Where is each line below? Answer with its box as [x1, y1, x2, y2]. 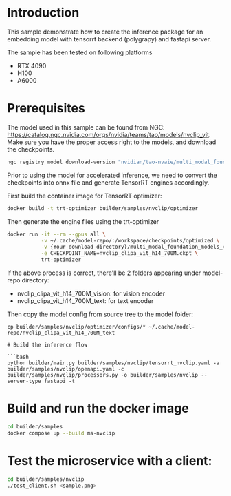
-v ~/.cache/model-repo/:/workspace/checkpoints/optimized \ [41, 237, 220, 244]
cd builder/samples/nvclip [7, 475, 85, 483]
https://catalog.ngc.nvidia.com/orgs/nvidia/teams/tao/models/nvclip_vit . [7, 130, 211, 138]
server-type [7, 378, 41, 384]
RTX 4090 [16, 61, 47, 70]
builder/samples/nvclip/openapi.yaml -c [7, 366, 125, 373]
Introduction [7, 5, 80, 21]
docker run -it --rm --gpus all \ [7, 231, 107, 238]
